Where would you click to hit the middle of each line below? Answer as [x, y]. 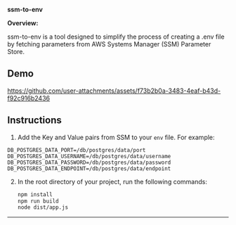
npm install [35, 194]
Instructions [34, 121]
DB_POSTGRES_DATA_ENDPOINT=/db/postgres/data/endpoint [89, 168]
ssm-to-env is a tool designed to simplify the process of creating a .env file [116, 37]
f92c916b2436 [29, 98]
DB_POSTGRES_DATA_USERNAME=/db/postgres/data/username [89, 156]
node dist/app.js [43, 207]
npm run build [38, 201]
